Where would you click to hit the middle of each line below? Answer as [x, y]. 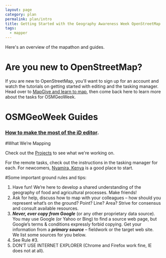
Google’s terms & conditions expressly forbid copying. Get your [77, 224]
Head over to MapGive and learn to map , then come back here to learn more [83, 91]
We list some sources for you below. [49, 235]
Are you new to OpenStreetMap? [74, 67]
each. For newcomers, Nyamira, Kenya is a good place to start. [69, 168]
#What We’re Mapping [28, 143]
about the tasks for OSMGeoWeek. [40, 97]
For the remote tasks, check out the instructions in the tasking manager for [81, 163]
